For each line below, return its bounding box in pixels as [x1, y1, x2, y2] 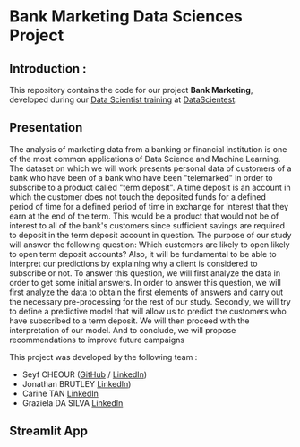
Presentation [9, 120, 83, 135]
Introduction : [9, 61, 87, 76]
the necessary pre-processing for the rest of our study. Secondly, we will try [9, 296, 291, 306]
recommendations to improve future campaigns [9, 334, 185, 345]
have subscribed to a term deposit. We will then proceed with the [9, 315, 250, 326]
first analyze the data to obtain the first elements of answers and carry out [9, 287, 284, 297]
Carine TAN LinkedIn [21, 388, 99, 399]
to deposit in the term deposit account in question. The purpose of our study [9, 229, 292, 240]
